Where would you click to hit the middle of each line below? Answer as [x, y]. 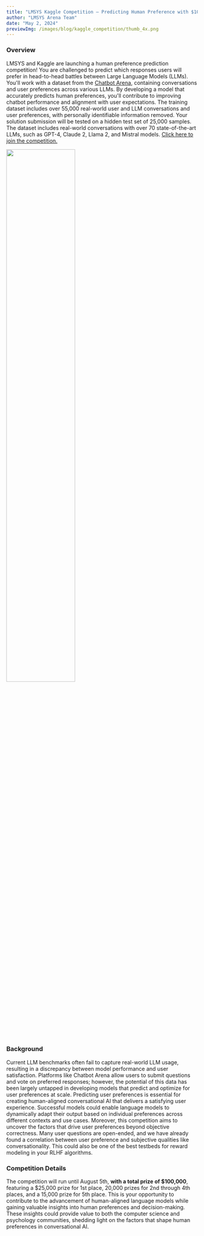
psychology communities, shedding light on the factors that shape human [98, 1220]
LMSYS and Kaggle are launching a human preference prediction [87, 63]
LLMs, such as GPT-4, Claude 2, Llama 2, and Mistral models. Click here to [100, 134]
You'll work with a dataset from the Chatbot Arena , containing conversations [102, 83]
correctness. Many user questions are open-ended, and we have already [97, 1133]
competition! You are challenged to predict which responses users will [94, 70]
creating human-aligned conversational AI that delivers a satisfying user [96, 1101]
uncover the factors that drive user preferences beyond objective [88, 1127]
